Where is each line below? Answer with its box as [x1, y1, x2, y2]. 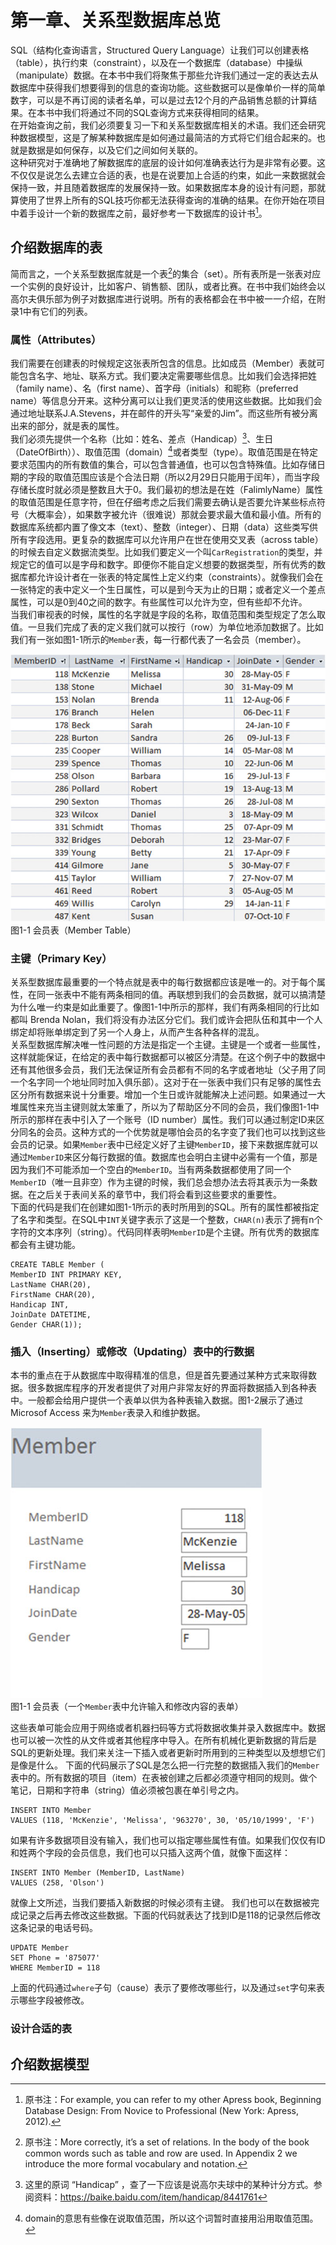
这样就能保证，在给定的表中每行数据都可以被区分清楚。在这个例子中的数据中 [10, 1051, 326, 1063]
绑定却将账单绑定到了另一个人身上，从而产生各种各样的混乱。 [10, 1026, 265, 1038]
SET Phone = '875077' [10, 1953, 101, 1963]
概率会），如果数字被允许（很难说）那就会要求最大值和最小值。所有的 [36, 508, 322, 520]
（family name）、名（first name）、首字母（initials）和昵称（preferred [10, 382, 299, 395]
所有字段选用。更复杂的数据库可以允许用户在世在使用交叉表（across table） [10, 533, 324, 545]
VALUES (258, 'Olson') [10, 1878, 105, 1888]
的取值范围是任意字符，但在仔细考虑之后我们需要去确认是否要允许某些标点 [10, 496, 317, 508]
